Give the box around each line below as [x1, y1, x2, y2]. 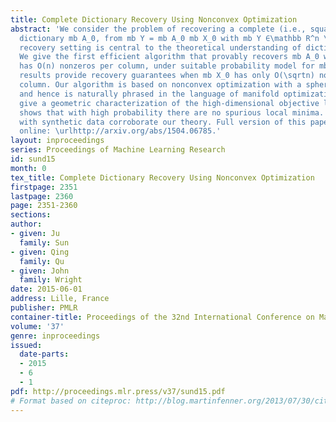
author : [10, 219, 43, 230]
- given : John [10, 266, 70, 276]
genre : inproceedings [10, 331, 101, 341]
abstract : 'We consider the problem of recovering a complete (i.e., [10, 24, 307, 34]
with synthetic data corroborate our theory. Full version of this [19, 117, 307, 127]
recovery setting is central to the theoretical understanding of [19, 42, 302, 53]
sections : [10, 210, 52, 220]
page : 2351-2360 [10, 201, 78, 211]
